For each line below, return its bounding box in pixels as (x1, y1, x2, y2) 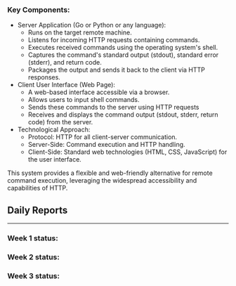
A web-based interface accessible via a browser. (27, 88, 170, 96)
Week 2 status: (7, 252, 60, 261)
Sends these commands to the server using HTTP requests (27, 103, 199, 112)
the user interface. (27, 155, 82, 164)
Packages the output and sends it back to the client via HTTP (27, 65, 205, 74)
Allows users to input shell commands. (27, 96, 140, 104)
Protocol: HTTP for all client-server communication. (27, 133, 178, 141)
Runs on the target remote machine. (27, 28, 132, 37)
